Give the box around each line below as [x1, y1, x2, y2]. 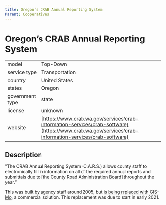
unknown [41, 107, 63, 114]
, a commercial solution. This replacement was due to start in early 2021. [11, 194, 160, 200]
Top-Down [41, 61, 67, 68]
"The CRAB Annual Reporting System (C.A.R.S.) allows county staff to [5, 164, 147, 169]
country [7, 77, 26, 84]
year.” [5, 179, 17, 185]
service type [7, 69, 37, 76]
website [7, 124, 26, 131]
